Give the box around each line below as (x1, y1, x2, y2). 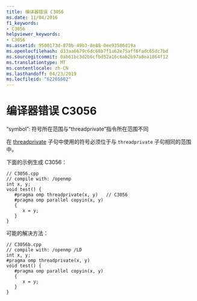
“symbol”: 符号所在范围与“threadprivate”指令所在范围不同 (6, 125, 149, 133)
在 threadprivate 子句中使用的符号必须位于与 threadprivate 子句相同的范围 (6, 138, 192, 146)
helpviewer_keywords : (6, 31, 61, 37)
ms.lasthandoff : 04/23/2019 (6, 71, 77, 77)
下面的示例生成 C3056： (6, 158, 67, 166)
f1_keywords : (6, 20, 39, 26)
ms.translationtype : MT (6, 59, 66, 65)
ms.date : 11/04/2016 (6, 15, 58, 21)
